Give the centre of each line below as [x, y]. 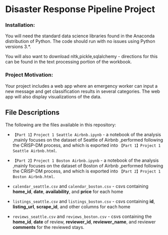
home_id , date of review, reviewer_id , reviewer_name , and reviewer [84, 222]
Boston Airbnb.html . [34, 176]
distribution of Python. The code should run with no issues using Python [80, 41]
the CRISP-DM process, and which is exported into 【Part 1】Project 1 [87, 145]
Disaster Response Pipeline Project [80, 9]
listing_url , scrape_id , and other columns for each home [71, 207]
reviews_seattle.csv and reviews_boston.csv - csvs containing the [82, 216]
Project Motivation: [29, 75]
